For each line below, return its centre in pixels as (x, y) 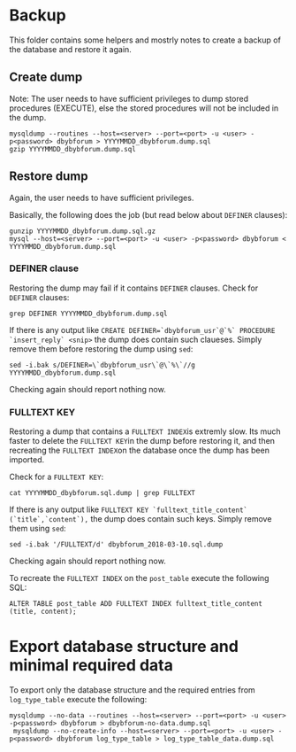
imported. (27, 460)
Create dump (46, 78)
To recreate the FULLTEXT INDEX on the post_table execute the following (139, 578)
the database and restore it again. (71, 49)
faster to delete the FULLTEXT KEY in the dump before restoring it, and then (142, 441)
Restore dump (49, 177)
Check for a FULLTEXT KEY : (57, 477)
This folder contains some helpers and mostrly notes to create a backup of (145, 40)
